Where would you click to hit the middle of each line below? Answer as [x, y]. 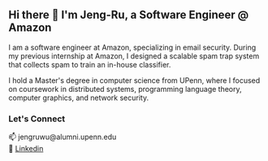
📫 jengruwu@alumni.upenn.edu [63, 137]
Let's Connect [37, 119]
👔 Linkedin [26, 149]
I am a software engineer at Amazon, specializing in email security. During [132, 47]
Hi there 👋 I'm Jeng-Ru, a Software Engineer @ [129, 15]
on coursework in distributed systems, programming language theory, [125, 89]
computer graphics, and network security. [78, 98]
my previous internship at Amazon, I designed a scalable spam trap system [134, 56]
